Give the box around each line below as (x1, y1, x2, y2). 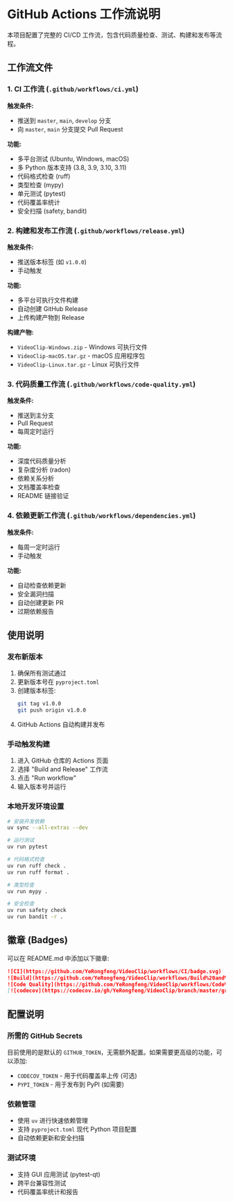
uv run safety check (7, 907, 67, 914)
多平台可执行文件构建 (17, 296, 78, 304)
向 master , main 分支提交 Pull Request (17, 125, 123, 133)
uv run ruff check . (7, 862, 67, 870)
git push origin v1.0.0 (17, 707, 87, 714)
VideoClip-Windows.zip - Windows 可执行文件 (17, 342, 148, 351)
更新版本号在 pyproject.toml (17, 678, 99, 686)
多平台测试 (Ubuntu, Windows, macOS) (17, 154, 130, 163)
